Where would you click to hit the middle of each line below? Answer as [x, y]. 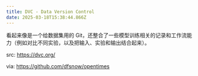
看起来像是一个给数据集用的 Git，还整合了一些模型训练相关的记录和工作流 [97, 35]
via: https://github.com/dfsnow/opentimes [58, 66]
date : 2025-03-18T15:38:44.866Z [46, 17]
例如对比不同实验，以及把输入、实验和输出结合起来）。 [83, 42]
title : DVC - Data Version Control [50, 12]
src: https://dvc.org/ [31, 54]
